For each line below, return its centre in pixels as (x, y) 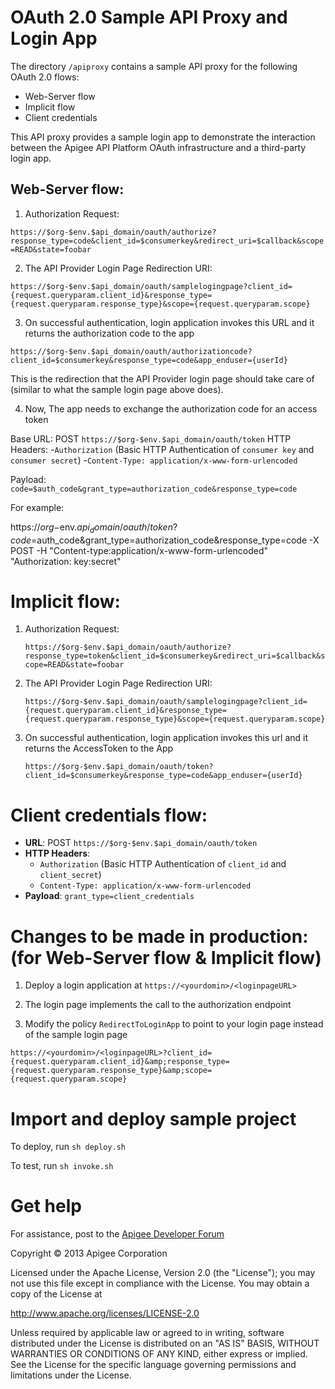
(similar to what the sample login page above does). (117, 389)
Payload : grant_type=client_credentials (109, 896)
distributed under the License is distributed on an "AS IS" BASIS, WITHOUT (165, 1343)
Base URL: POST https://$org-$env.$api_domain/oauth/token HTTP (151, 438)
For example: (37, 507)
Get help (46, 1206)
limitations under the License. (71, 1375)
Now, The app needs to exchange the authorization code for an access (171, 408)
